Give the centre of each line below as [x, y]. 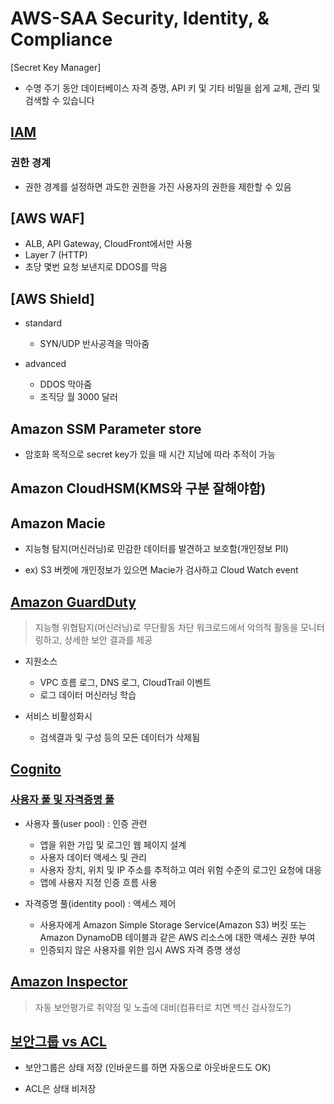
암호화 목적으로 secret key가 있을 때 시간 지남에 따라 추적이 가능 [150, 454]
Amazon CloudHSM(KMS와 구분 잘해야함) [138, 488]
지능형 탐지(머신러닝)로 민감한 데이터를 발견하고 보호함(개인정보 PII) [156, 549]
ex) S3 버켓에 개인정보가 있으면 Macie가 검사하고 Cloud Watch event [161, 570]
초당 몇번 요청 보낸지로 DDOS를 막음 [96, 267]
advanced [45, 364]
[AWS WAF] [47, 218]
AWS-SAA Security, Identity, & [140, 18]
